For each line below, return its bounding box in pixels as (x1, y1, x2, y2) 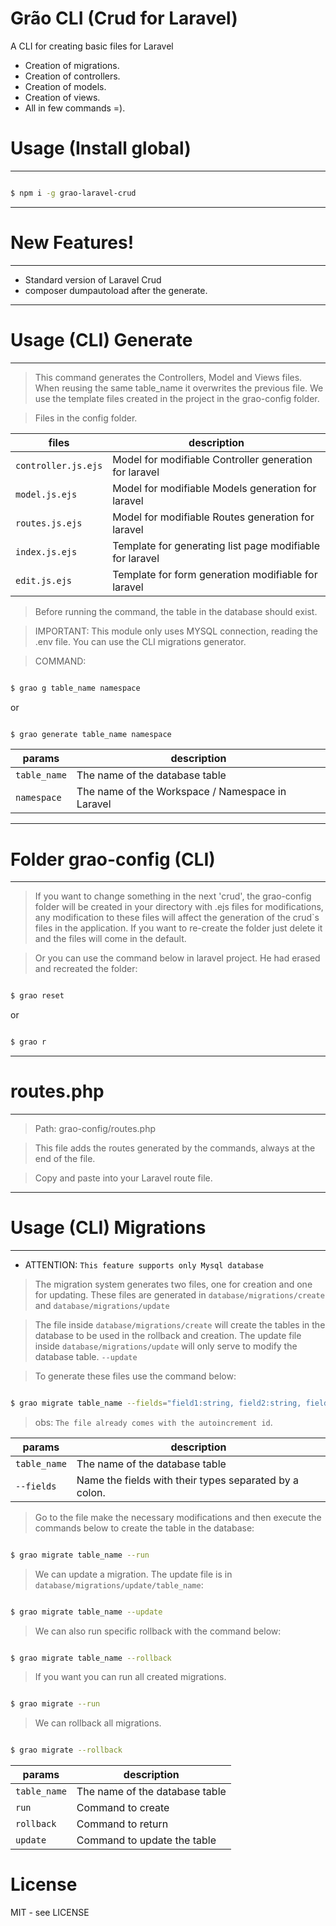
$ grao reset (10, 991, 65, 1001)
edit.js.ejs (15, 575, 73, 586)
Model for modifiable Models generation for (112, 481, 317, 495)
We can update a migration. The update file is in (34, 1568, 233, 1580)
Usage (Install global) (10, 137, 192, 160)
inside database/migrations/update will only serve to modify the (34, 1340, 298, 1352)
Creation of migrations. (24, 59, 120, 71)
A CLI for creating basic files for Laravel (10, 40, 174, 52)
